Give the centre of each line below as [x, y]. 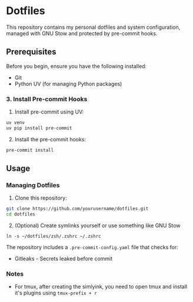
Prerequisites [31, 52]
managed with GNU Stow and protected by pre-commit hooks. [82, 33]
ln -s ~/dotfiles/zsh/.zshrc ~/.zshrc [54, 237]
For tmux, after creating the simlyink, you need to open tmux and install [101, 287]
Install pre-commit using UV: [49, 112]
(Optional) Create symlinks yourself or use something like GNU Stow [97, 225]
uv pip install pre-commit [39, 128]
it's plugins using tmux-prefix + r [56, 293]
